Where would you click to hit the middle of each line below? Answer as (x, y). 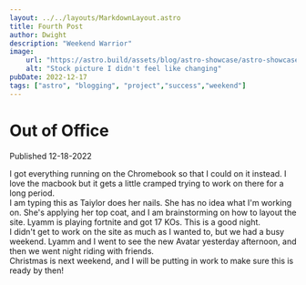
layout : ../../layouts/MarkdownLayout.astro (95, 18)
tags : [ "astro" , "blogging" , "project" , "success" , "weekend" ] (128, 86)
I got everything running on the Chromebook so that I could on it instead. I (148, 173)
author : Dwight (38, 35)
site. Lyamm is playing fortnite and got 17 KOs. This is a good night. (135, 222)
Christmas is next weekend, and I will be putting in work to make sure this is (152, 260)
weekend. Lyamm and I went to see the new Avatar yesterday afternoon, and (153, 241)
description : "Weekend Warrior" (71, 43)
